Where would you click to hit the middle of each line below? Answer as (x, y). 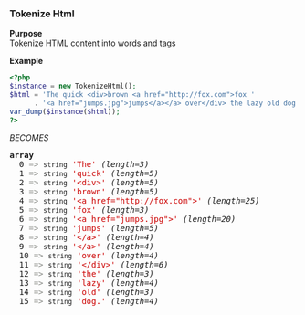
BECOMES (29, 137)
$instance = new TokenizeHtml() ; (73, 86)
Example (26, 61)
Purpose (26, 34)
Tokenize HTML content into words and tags (93, 43)
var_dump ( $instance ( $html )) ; (65, 111)
